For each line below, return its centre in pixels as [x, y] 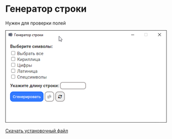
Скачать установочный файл [37, 130]
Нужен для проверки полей [36, 23]
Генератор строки [46, 9]
